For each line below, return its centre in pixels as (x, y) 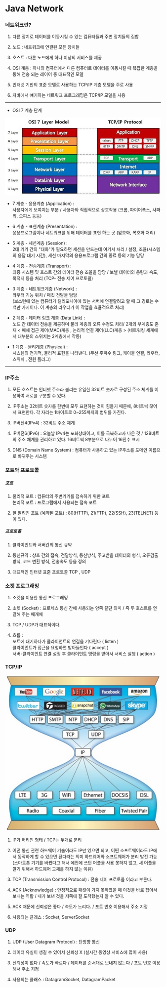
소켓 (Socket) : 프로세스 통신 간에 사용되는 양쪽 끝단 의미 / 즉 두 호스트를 (82, 608)
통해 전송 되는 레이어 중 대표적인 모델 (48, 74)
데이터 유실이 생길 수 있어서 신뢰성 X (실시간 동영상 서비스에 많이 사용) (80, 952)
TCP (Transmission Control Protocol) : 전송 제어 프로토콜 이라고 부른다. (82, 879)
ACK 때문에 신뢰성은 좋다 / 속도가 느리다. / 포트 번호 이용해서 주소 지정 (80, 906)
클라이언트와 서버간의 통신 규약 (42, 544)
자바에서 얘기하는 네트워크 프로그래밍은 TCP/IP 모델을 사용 (69, 95)
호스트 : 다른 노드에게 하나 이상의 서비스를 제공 (57, 58)
